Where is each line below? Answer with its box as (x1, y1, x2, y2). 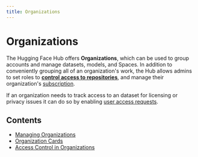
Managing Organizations (14, 131, 76, 138)
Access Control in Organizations (14, 144, 95, 151)
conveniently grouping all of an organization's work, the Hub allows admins (6, 67, 192, 74)
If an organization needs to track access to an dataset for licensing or (6, 91, 178, 99)
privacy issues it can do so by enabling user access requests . (6, 98, 159, 105)
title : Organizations (6, 8, 61, 15)
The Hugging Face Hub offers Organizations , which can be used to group (6, 55, 190, 62)
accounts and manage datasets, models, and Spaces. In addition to (6, 61, 173, 68)
